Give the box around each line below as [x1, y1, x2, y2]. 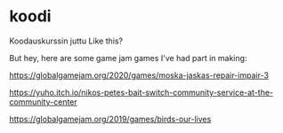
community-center [9, 96, 77, 107]
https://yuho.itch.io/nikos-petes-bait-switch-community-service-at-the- [9, 87, 274, 98]
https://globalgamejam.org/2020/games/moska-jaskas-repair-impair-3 [9, 69, 270, 81]
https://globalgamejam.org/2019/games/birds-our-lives [9, 113, 212, 124]
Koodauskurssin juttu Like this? [9, 35, 123, 46]
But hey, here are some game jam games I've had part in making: [9, 52, 247, 63]
